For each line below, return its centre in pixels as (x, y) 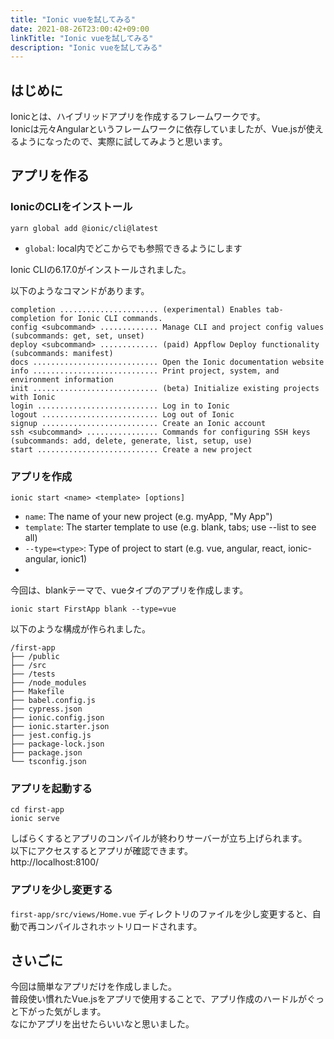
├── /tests (33, 674)
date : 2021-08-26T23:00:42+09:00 (80, 29)
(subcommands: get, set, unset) (77, 336)
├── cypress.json (46, 709)
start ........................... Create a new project (131, 449)
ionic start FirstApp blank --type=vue (93, 609)
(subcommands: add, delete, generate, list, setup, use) (131, 441)
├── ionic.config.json (57, 718)
